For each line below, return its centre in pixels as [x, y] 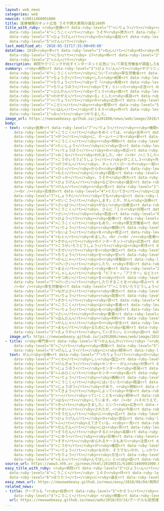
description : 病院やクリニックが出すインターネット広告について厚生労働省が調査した [81, 64]
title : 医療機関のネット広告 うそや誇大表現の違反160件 [55, 23]
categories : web [21, 14]
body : [10, 123]
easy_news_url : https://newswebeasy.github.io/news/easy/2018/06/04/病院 [81, 482]
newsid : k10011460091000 [30, 19]
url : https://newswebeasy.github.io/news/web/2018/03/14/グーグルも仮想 [82, 500]
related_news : [20, 487]
